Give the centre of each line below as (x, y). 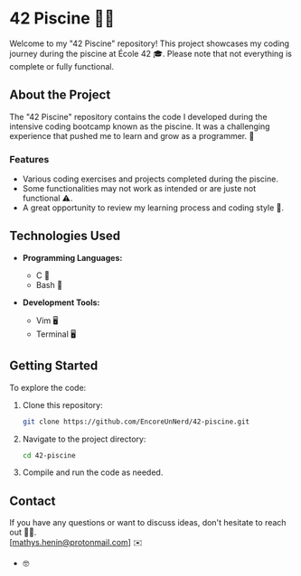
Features (29, 159)
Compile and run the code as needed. (93, 472)
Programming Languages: (72, 257)
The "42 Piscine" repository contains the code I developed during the (139, 116)
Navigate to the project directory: (84, 439)
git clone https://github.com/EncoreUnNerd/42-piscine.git (136, 422)
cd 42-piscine (49, 455)
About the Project (60, 95)
